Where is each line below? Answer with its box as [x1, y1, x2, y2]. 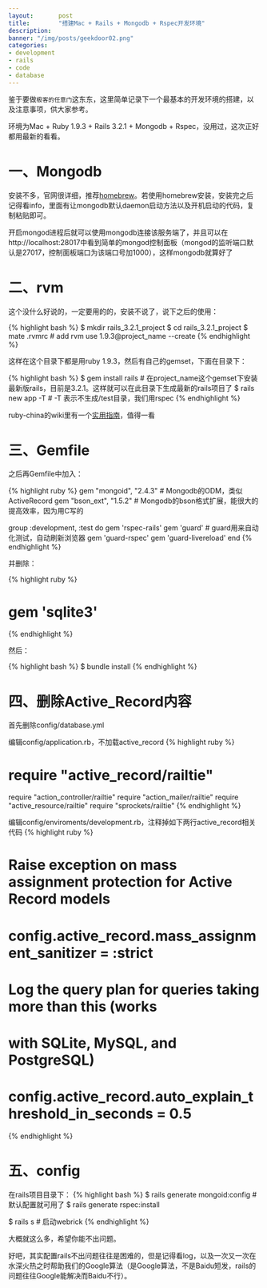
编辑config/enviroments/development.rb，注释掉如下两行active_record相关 [8, 818, 256, 827]
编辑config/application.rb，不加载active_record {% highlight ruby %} [8, 738, 235, 747]
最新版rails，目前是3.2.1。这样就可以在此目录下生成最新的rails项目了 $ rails [8, 383, 255, 392]
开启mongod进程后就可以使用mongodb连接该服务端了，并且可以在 [8, 227, 229, 237]
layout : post [8, 11, 74, 20]
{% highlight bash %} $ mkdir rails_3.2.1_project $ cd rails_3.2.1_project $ [8, 322, 249, 332]
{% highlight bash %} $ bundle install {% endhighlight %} [8, 662, 197, 671]
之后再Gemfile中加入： [8, 469, 83, 479]
